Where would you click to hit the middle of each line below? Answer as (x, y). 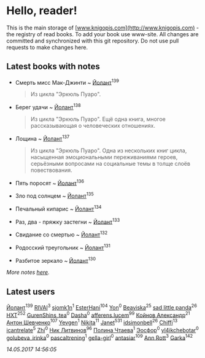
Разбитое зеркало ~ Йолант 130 (56, 260)
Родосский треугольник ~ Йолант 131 (63, 247)
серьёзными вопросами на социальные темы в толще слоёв (110, 163)
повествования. (51, 170)
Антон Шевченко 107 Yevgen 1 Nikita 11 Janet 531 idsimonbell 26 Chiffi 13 (92, 322)
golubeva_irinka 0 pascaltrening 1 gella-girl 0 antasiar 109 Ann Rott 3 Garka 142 (100, 337)
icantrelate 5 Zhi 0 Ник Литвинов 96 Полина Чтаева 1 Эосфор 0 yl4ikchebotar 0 (103, 329)
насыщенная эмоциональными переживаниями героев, (104, 157)
